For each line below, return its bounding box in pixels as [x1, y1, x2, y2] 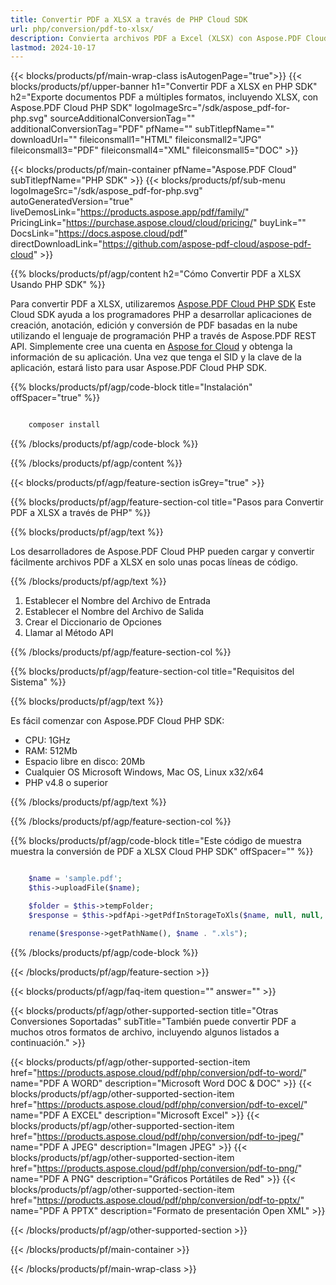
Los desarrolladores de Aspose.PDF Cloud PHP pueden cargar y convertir [10, 546, 315, 558]
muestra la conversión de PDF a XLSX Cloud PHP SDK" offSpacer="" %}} [10, 846, 314, 858]
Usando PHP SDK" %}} [10, 279, 106, 291]
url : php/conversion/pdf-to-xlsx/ [10, 24, 155, 34]
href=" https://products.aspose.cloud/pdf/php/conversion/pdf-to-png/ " [10, 1162, 303, 1174]
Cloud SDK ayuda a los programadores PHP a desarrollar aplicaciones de [10, 309, 312, 321]
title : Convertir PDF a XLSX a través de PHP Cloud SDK [10, 14, 248, 25]
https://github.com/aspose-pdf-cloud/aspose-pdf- [102, 238, 312, 250]
